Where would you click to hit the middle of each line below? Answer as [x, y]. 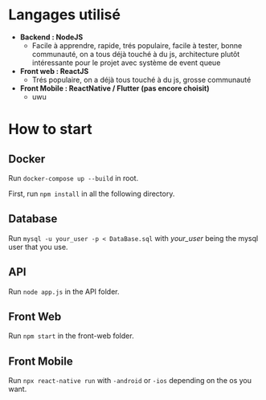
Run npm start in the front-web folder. [71, 336]
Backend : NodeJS [51, 37]
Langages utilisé [64, 15]
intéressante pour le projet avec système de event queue [126, 63]
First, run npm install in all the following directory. [92, 194]
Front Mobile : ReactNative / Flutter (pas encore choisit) [115, 88]
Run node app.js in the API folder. [64, 292]
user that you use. [38, 247]
